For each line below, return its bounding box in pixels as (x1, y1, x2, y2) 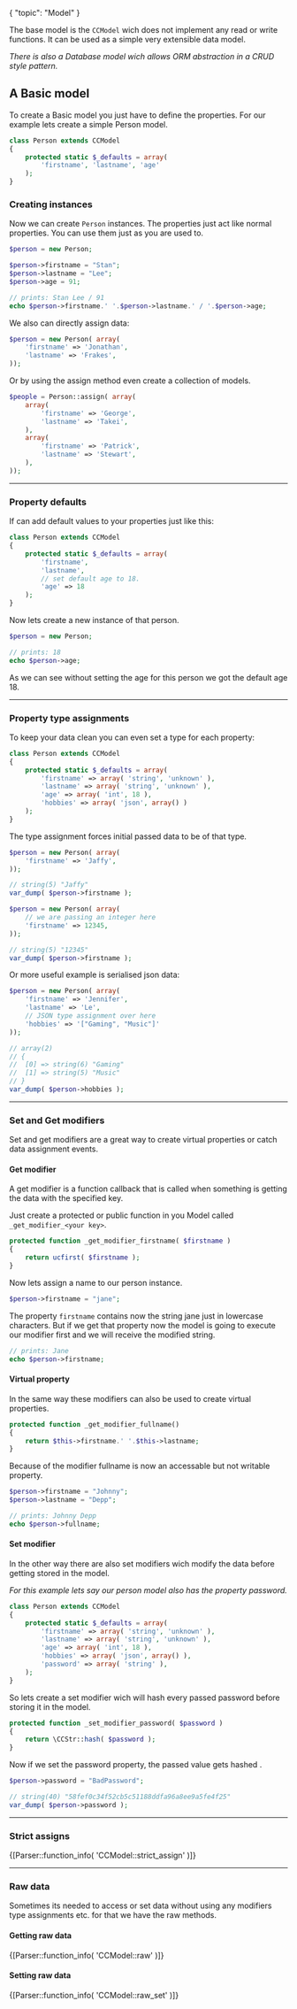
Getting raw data (9, 1930, 72, 1941)
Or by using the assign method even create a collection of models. (9, 375, 251, 386)
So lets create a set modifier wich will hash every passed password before (9, 1692, 280, 1703)
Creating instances (9, 198, 93, 211)
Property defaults (9, 496, 87, 508)
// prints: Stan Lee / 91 (9, 293, 104, 302)
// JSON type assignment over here (25, 1012, 156, 1020)
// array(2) (9, 1043, 53, 1052)
